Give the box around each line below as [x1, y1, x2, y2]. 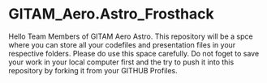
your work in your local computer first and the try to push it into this [8, 57, 235, 67]
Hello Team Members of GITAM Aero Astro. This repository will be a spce [8, 31, 253, 41]
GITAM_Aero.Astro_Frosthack [8, 5, 214, 23]
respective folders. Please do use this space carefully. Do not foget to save [8, 48, 260, 58]
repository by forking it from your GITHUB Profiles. [8, 65, 178, 75]
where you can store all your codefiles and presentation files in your [8, 39, 236, 49]
